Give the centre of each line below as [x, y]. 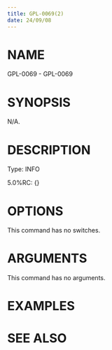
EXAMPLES [41, 306]
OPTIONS [35, 211]
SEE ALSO [37, 338]
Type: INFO [24, 169]
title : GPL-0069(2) [36, 14]
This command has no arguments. [56, 278]
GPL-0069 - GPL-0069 [40, 74]
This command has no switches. [54, 231]
